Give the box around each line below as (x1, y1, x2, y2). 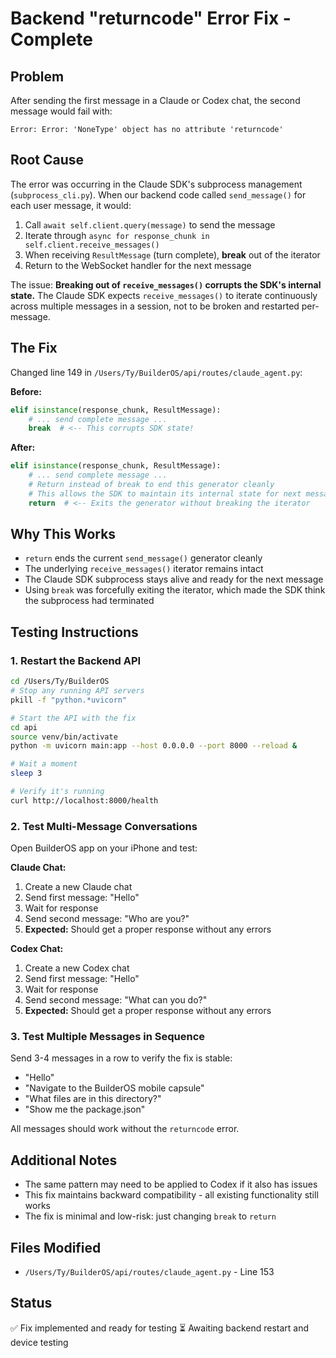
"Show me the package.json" (24, 1103, 146, 1116)
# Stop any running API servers (10, 686, 145, 696)
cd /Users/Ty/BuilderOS (10, 677, 110, 687)
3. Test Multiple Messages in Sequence (10, 1029, 206, 1043)
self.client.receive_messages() (24, 240, 160, 250)
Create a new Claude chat (24, 881, 133, 893)
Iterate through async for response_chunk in (24, 229, 210, 241)
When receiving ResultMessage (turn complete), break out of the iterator (24, 248, 321, 261)
